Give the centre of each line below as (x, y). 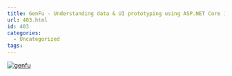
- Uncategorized (37, 39)
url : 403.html (28, 20)
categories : (24, 33)
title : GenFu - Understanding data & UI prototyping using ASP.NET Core (114, 13)
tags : (15, 46)
